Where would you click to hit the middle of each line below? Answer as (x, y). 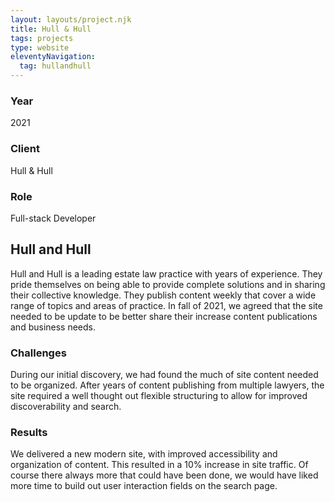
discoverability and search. (66, 406)
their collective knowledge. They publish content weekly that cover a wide (163, 295)
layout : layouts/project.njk (71, 19)
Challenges (38, 353)
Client (25, 149)
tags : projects (42, 38)
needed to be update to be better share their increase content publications (164, 316)
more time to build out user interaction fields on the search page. (144, 486)
